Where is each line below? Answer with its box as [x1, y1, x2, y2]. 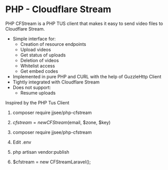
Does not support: [12, 84, 51, 90]
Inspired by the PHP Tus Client [5, 99, 70, 105]
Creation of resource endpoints [20, 41, 86, 47]
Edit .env [12, 139, 32, 145]
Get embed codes [20, 68, 58, 74]
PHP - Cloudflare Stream [5, 4, 111, 15]
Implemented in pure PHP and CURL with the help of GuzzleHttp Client [12, 73, 162, 79]
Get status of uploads [20, 52, 66, 58]
